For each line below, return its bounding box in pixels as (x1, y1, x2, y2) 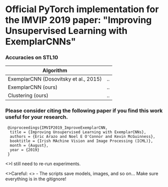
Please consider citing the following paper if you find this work (5, 107, 163, 115)
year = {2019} (10, 147, 40, 153)
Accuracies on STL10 (5, 54, 58, 61)
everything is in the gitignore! (5, 176, 66, 182)
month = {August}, (10, 143, 49, 148)
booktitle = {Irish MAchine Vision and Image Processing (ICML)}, (10, 138, 153, 143)
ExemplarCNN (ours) (8, 84, 58, 91)
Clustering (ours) (8, 92, 49, 99)
